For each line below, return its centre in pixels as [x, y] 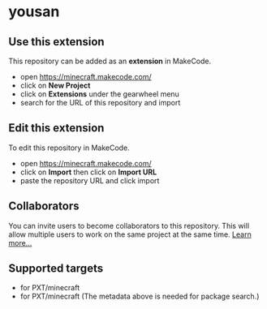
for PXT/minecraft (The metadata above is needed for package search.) [140, 296]
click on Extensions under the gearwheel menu [100, 94]
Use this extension [56, 42]
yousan [34, 12]
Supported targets [56, 269]
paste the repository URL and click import [90, 180]
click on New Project [55, 85]
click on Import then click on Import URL [88, 172]
